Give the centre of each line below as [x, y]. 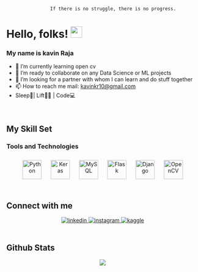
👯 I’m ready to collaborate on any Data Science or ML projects [93, 73]
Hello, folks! [37, 34]
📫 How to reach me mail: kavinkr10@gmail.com [75, 86]
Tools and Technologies [42, 146]
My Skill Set [29, 129]
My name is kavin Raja [40, 53]
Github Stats [31, 248]
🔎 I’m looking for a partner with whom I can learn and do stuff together [104, 79]
